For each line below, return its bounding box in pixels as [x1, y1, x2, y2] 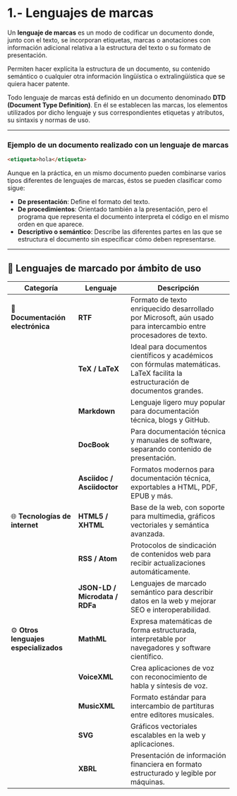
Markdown [78, 406, 115, 416]
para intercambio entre [130, 321, 207, 331]
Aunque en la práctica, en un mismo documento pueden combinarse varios [7, 169, 226, 177]
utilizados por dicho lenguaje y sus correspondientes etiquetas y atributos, [7, 108, 224, 117]
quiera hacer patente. [7, 79, 71, 88]
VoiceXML [78, 672, 114, 682]
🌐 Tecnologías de [11, 511, 72, 521]
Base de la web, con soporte [130, 502, 225, 512]
